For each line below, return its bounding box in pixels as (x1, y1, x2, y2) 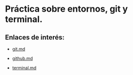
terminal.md (12, 65, 37, 71)
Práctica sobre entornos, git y (5, 3, 128, 15)
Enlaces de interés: (5, 33, 65, 41)
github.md (12, 56, 33, 61)
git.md (12, 46, 25, 52)
